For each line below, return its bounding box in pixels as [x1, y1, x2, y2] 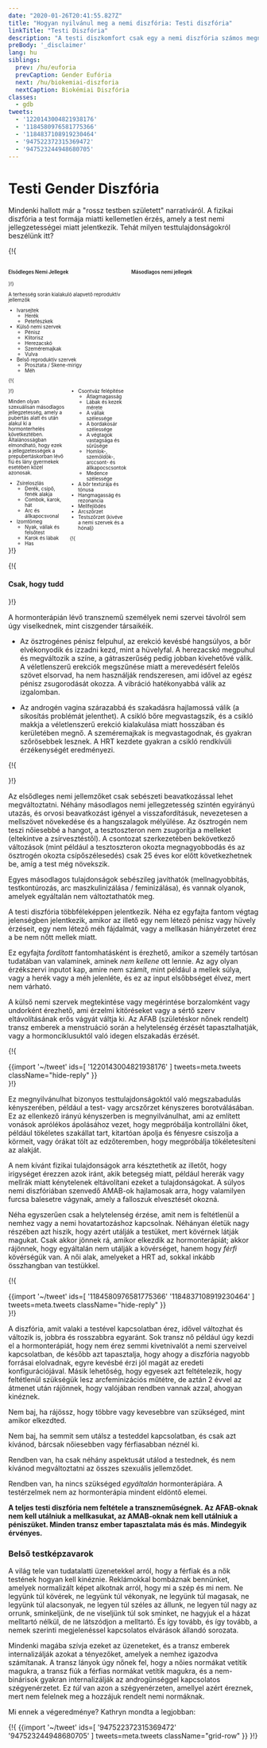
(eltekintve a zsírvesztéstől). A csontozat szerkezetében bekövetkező [8, 834, 236, 843]
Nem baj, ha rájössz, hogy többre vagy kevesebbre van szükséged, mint [8, 1408, 245, 1417]
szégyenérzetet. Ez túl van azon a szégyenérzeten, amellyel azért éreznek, [8, 1683, 253, 1693]
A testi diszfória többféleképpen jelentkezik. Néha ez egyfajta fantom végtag [8, 907, 259, 917]
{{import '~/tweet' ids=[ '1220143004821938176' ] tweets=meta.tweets [8, 1062, 242, 1072]
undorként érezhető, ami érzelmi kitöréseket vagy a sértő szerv [8, 1006, 215, 1015]
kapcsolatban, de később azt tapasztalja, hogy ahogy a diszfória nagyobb [8, 1349, 250, 1359]
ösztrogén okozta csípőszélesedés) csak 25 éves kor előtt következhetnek [8, 850, 253, 861]
